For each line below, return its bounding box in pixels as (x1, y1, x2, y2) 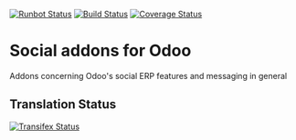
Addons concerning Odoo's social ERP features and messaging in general (9, 70, 288, 81)
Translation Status (9, 96, 117, 113)
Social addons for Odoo (9, 41, 192, 61)
